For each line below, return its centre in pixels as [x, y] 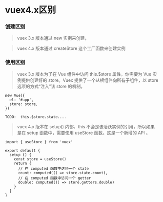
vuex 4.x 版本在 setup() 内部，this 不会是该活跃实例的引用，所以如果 [86, 126]
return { [23, 163]
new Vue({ [15, 95]
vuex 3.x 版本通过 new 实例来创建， [53, 38]
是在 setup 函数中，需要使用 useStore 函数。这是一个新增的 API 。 [83, 133]
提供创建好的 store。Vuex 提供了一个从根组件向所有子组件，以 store [90, 80]
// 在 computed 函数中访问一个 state [53, 168]
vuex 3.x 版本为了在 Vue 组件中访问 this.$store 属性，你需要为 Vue [84, 74]
